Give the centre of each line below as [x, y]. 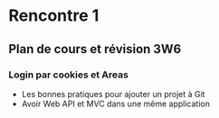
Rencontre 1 [54, 16]
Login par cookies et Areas [68, 75]
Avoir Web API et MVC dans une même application [115, 104]
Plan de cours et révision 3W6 [95, 49]
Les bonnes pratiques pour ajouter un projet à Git [113, 94]
